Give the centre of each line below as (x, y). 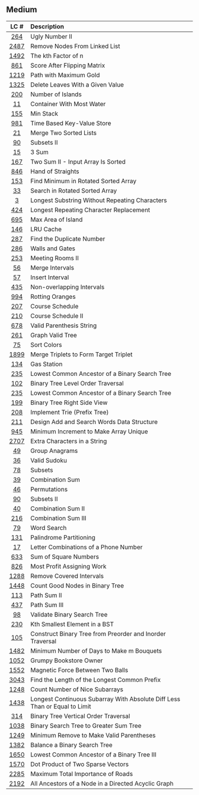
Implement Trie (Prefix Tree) (70, 412)
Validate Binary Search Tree (69, 614)
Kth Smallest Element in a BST (72, 624)
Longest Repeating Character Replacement (90, 210)
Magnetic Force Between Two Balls (79, 670)
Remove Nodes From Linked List (75, 46)
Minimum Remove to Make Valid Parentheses (93, 735)
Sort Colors (46, 344)
